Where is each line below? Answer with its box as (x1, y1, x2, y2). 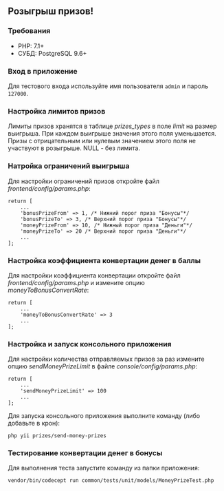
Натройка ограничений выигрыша (8, 161, 130, 171)
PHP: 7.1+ (17, 41, 45, 50)
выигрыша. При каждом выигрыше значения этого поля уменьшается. (8, 129, 217, 138)
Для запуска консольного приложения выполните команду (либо (8, 412, 201, 420)
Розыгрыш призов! (8, 6, 94, 17)
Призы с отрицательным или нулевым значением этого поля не (8, 137, 197, 145)
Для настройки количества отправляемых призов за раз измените (8, 355, 205, 364)
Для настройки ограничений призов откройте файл (8, 177, 160, 185)
